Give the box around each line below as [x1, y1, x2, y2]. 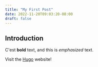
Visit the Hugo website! [5, 56, 52, 62]
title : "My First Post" [5, 7, 54, 12]
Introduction [5, 34, 44, 42]
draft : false [5, 16, 32, 21]
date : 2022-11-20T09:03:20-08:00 [5, 12, 73, 17]
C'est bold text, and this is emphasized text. [5, 47, 94, 53]
